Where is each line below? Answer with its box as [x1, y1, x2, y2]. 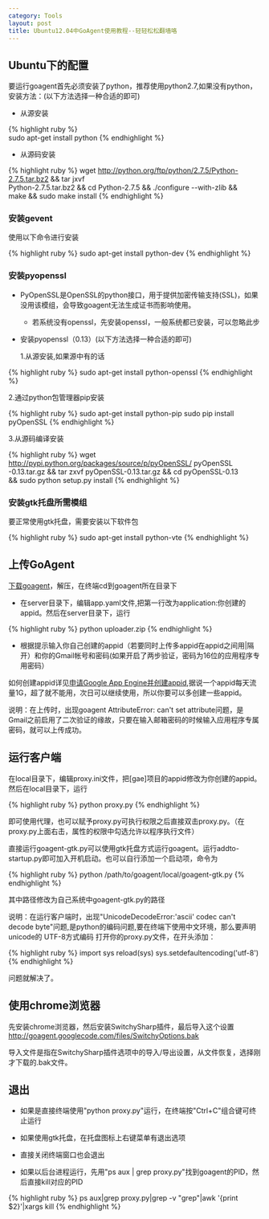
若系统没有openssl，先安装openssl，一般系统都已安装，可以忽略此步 [31, 317, 260, 326]
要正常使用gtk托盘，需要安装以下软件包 [8, 517, 139, 526]
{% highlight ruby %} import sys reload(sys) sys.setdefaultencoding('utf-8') [8, 947, 259, 957]
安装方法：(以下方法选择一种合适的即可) [8, 92, 141, 101]
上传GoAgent [8, 558, 75, 571]
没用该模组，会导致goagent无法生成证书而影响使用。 [19, 300, 196, 309]
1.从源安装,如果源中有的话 [19, 351, 105, 361]
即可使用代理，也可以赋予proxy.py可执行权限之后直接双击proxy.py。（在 [8, 816, 245, 826]
